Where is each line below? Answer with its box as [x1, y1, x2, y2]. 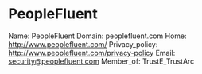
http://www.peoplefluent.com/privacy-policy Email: [8, 48, 176, 57]
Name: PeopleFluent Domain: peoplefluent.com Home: [8, 31, 187, 41]
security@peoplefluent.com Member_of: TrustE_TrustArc [8, 56, 195, 66]
